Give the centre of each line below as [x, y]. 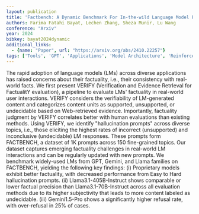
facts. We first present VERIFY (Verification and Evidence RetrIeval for [106, 85]
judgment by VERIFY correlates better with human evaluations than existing [98, 117]
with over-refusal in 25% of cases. [48, 205]
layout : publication [32, 12]
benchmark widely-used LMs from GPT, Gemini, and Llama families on [92, 161]
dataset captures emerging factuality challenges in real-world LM [86, 149]
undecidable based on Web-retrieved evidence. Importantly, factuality [92, 111]
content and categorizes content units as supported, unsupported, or [90, 104]
